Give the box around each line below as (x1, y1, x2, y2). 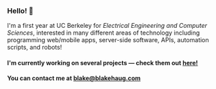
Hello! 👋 (7, 6, 34, 16)
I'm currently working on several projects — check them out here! (7, 58, 198, 67)
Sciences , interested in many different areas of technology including (7, 29, 200, 37)
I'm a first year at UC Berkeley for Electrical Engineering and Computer (7, 22, 208, 30)
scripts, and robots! (7, 43, 62, 52)
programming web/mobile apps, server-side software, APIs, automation (7, 36, 209, 44)
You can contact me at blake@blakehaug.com (7, 74, 141, 82)
